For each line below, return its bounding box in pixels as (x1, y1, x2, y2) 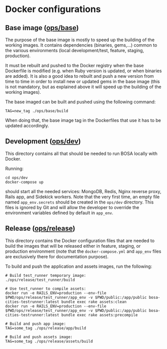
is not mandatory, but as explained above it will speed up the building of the (5, 84, 161, 90)
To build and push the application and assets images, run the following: (5, 263, 152, 269)
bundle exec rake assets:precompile (61, 312, 138, 317)
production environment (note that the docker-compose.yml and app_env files (5, 248, 161, 254)
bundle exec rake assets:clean (61, 299, 127, 304)
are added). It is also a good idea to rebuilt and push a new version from (5, 73, 154, 79)
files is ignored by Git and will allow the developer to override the (5, 204, 139, 210)
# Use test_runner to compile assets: (5, 286, 86, 291)
